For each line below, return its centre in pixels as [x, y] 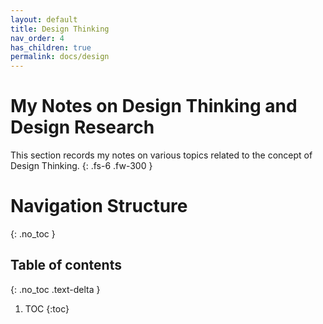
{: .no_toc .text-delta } [55, 289]
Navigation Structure [99, 206]
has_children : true [51, 47]
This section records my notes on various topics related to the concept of [161, 155]
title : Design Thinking [60, 29]
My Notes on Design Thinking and [154, 106]
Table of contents [66, 265]
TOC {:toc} [47, 308]
